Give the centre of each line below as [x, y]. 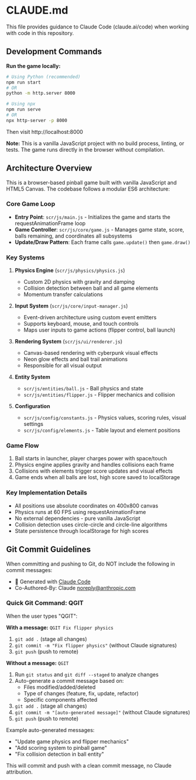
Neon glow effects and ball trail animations [75, 359]
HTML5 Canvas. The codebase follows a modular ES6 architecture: [88, 189]
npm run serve [24, 110]
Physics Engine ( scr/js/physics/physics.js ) [70, 271]
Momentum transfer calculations [63, 294]
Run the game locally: [33, 66]
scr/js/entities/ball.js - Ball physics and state [83, 389]
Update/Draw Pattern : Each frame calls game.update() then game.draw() [102, 242]
